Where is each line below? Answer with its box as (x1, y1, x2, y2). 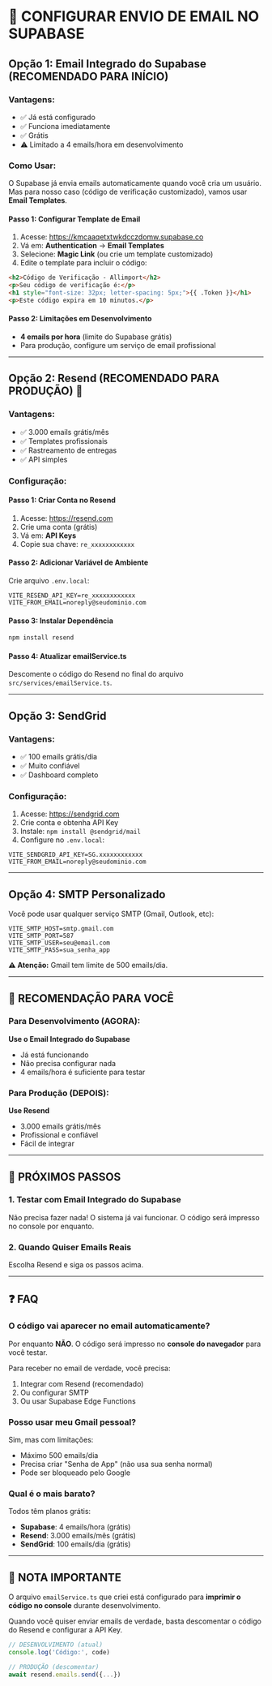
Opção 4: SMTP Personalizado (8, 888, 166, 901)
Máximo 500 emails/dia (19, 1451, 99, 1460)
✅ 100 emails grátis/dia (19, 752, 98, 762)
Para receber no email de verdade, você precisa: (8, 1363, 171, 1373)
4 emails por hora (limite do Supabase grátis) (19, 332, 172, 342)
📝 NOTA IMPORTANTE (8, 1570, 121, 1585)
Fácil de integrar (19, 1139, 75, 1149)
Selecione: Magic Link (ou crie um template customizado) (19, 249, 214, 259)
